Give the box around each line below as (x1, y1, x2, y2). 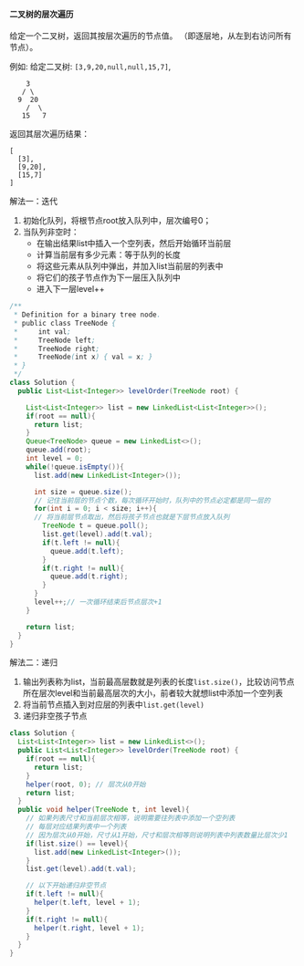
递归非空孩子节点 (22, 711, 88, 722)
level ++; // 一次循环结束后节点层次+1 (33, 597, 162, 607)
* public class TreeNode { (13, 318, 117, 327)
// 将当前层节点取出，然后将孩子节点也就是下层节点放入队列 (33, 513, 230, 522)
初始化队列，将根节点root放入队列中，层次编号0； (22, 215, 212, 226)
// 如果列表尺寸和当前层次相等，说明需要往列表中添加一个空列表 (26, 814, 236, 823)
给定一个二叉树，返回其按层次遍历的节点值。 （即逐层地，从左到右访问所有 (9, 30, 292, 41)
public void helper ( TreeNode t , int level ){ (17, 805, 190, 815)
